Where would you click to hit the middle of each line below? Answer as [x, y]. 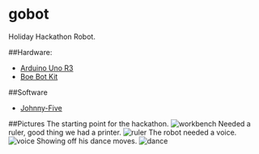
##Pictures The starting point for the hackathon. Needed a [129, 123]
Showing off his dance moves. [87, 141]
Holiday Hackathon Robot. [52, 36]
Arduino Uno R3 [47, 68]
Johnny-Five [41, 108]
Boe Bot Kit [39, 76]
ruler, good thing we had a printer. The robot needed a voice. [123, 132]
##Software [28, 92]
